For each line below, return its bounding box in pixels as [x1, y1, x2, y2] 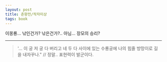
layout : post [5, 7, 32, 12]
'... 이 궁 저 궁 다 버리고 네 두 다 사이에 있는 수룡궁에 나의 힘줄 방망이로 [17, 45, 153, 52]
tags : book [5, 16, 28, 21]
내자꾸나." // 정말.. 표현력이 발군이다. [22, 52, 94, 58]
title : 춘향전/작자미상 [5, 12, 47, 17]
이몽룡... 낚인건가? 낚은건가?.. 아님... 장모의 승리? [5, 31, 100, 36]
